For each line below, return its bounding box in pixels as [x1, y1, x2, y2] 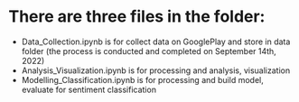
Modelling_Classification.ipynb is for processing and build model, [21, 74, 264, 85]
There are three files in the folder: [8, 6, 266, 27]
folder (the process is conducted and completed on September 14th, [21, 45, 276, 56]
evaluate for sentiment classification [21, 84, 157, 95]
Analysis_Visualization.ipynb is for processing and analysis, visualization [21, 65, 291, 76]
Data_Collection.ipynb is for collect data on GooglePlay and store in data [21, 36, 291, 47]
